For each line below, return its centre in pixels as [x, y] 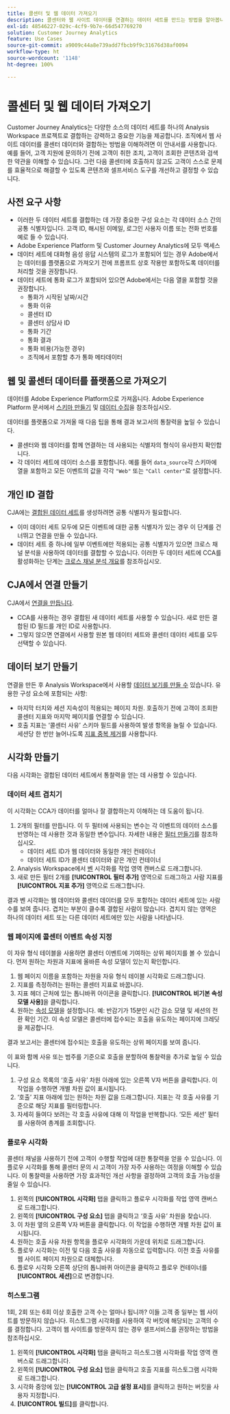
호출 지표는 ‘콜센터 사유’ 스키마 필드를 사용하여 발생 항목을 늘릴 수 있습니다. [117, 725]
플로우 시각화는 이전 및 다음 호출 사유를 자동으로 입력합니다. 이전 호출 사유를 [118, 1251]
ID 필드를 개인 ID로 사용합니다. [71, 626]
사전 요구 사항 [34, 202]
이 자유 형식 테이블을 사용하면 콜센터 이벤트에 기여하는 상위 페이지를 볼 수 [105, 953]
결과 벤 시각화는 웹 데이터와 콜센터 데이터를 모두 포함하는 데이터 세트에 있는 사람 [114, 900]
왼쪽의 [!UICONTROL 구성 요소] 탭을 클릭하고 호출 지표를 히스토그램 [108, 1369]
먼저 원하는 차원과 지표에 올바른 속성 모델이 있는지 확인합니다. [98, 962]
